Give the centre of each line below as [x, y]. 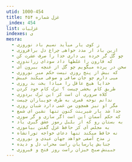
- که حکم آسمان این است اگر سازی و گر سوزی [66, 116]
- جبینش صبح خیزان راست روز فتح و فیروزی [64, 150]
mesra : [14, 39]
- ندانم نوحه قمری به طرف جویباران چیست [62, 100]
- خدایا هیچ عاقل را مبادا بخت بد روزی [61, 84]
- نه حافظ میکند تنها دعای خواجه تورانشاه [65, 133]
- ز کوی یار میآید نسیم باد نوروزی [56, 45]
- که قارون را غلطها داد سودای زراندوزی [62, 61]
